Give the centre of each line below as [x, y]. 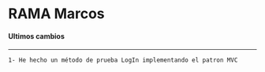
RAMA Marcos [56, 14]
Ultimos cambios [37, 36]
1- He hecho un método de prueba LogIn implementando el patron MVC [123, 60]
